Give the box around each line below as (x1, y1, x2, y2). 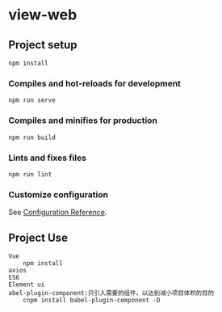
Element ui (8, 280, 45, 289)
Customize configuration (8, 188, 109, 200)
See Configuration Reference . (8, 208, 107, 217)
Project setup (8, 38, 78, 52)
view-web (8, 6, 77, 24)
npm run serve (8, 96, 57, 104)
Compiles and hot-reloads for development (8, 78, 182, 89)
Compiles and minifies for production (8, 115, 157, 126)
